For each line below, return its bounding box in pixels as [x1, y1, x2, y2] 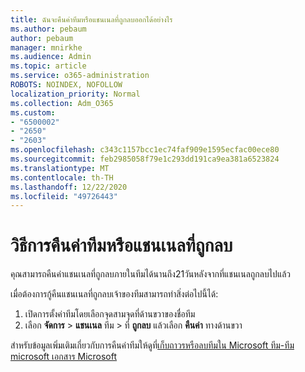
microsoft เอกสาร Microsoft [10, 351, 118, 363]
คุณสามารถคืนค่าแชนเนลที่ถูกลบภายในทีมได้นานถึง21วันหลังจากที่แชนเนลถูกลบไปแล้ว [10, 268, 292, 280]
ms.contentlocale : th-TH [10, 172, 114, 183]
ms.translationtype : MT [10, 163, 110, 173]
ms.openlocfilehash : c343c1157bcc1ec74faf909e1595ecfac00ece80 [10, 145, 280, 155]
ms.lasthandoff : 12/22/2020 [10, 182, 128, 192]
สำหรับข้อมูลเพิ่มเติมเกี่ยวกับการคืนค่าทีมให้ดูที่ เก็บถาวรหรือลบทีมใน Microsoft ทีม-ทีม [10, 339, 295, 351]
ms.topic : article [10, 61, 87, 71]
